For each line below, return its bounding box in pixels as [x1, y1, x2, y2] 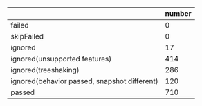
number [165, 9, 192, 18]
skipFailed [10, 32, 44, 41]
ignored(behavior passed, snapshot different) [10, 76, 159, 85]
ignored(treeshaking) [10, 65, 80, 74]
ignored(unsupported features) [10, 54, 112, 63]
